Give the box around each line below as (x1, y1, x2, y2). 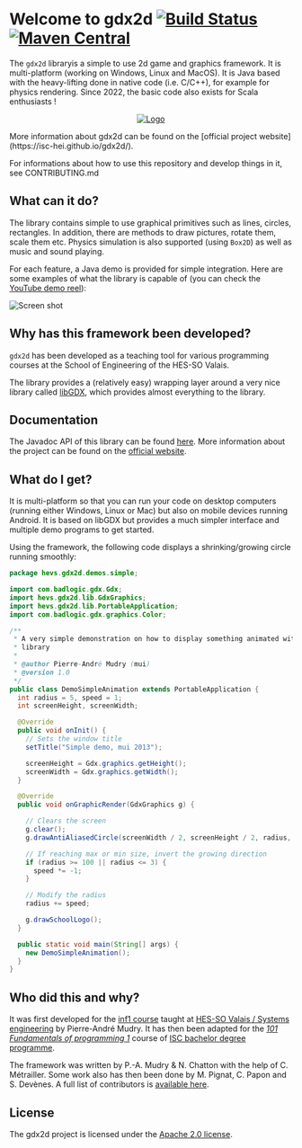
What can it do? (9, 193, 99, 209)
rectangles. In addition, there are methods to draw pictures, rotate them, (9, 227, 277, 237)
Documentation (9, 412, 99, 427)
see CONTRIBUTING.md (9, 167, 100, 178)
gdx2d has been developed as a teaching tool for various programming (9, 350, 270, 360)
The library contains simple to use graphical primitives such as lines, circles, (9, 217, 292, 228)
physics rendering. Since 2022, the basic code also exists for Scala (9, 86, 259, 97)
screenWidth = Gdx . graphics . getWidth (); (25, 767, 179, 777)
